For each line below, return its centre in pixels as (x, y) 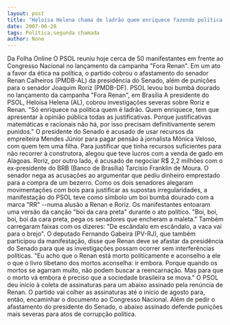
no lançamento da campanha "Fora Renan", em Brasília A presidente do (108, 95)
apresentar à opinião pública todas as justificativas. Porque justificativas (109, 117)
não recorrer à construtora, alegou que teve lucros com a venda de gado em (115, 154)
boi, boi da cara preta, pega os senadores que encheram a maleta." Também (115, 219)
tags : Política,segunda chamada (53, 33)
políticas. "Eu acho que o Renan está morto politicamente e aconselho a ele (114, 256)
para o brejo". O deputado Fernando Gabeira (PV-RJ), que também (101, 234)
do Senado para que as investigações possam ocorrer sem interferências (111, 249)
